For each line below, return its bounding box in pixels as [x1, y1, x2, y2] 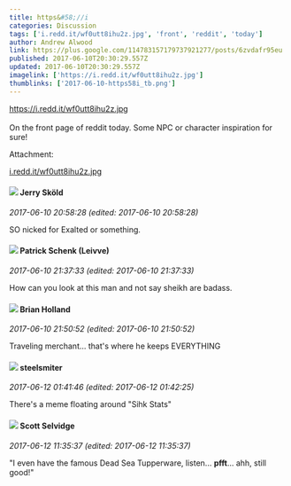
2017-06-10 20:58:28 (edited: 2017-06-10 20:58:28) [9, 207, 199, 217]
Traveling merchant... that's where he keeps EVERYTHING [9, 341, 221, 351]
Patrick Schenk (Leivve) [19, 246, 110, 256]
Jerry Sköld [19, 187, 64, 198]
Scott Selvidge [19, 420, 75, 431]
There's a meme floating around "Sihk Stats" [9, 399, 172, 410]
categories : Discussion [9, 21, 97, 30]
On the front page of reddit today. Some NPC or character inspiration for [9, 121, 272, 133]
